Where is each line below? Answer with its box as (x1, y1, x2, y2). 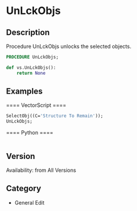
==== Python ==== (6, 129, 54, 136)
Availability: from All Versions (6, 167, 76, 174)
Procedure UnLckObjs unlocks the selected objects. (6, 43, 132, 50)
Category (6, 184, 42, 193)
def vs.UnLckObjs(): (6, 64, 57, 71)
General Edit (14, 199, 45, 206)
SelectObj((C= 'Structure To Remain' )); (6, 113, 104, 119)
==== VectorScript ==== (6, 102, 67, 109)
